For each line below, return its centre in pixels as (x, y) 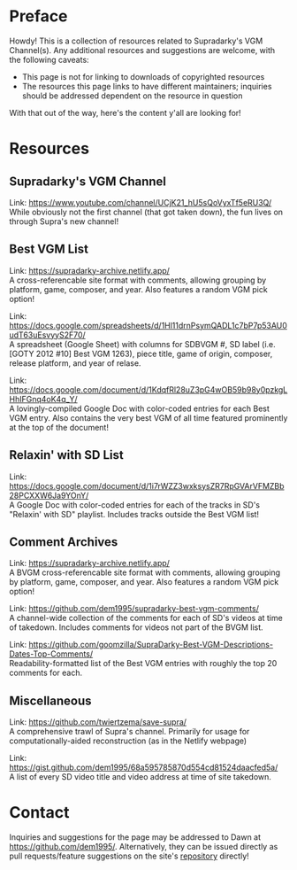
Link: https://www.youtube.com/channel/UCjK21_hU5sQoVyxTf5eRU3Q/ (141, 202)
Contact (39, 813)
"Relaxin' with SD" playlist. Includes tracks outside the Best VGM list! (134, 514)
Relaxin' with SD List (66, 455)
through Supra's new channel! (64, 221)
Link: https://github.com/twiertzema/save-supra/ (98, 722)
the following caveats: (49, 59)
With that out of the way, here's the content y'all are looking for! (125, 113)
